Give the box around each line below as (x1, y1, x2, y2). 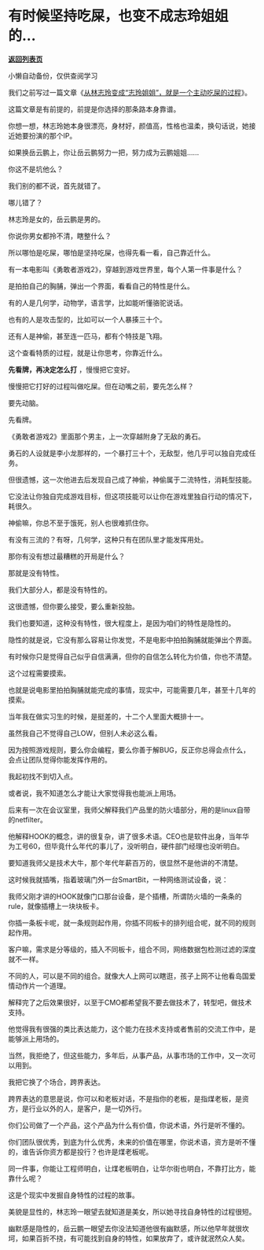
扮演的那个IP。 (28, 131, 77, 140)
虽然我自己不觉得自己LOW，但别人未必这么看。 (8, 728, 163, 737)
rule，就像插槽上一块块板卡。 (8, 901, 104, 910)
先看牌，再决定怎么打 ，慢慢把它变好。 (8, 365, 134, 374)
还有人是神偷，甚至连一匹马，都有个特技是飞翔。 (8, 331, 167, 340)
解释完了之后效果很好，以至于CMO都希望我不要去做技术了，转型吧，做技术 (8, 998, 252, 1007)
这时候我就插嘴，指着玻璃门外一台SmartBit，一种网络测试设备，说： (8, 874, 229, 884)
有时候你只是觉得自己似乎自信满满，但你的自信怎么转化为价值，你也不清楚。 (8, 652, 256, 661)
